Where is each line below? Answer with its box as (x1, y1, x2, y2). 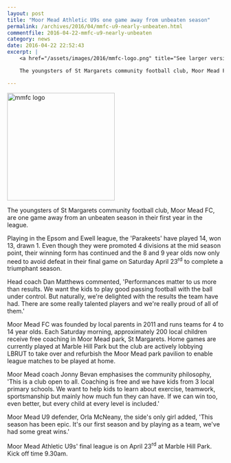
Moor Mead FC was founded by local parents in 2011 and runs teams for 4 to (7, 320, 224, 329)
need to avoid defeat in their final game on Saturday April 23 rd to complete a (7, 256, 223, 265)
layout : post (7, 10, 45, 17)
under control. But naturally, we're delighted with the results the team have (7, 292, 219, 300)
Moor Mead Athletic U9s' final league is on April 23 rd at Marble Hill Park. (7, 441, 212, 450)
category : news (7, 36, 51, 43)
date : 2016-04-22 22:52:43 (7, 42, 85, 49)
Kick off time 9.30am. (7, 449, 68, 457)
